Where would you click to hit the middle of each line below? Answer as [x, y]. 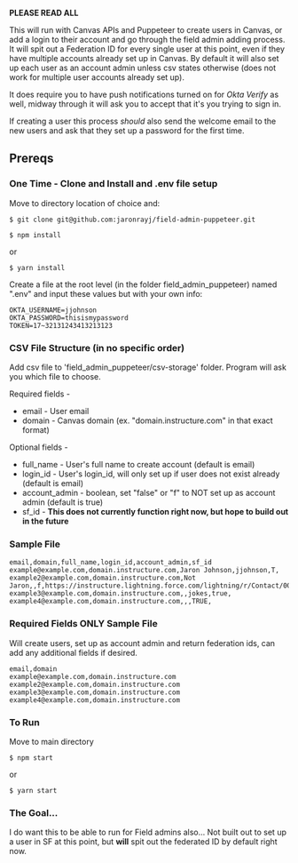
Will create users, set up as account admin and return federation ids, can [142, 643]
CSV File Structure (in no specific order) [97, 348]
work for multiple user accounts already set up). [97, 77]
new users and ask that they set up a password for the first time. [127, 131]
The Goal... [34, 812]
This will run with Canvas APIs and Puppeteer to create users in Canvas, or [146, 30]
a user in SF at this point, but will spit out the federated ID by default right [143, 842]
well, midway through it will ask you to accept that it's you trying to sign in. [145, 104]
